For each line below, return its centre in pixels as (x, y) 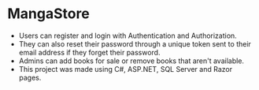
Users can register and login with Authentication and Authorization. (128, 36)
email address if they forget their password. (89, 52)
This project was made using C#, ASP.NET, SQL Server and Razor (126, 69)
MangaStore (48, 14)
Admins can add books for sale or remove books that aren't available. (131, 61)
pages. (30, 77)
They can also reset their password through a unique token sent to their (135, 43)
